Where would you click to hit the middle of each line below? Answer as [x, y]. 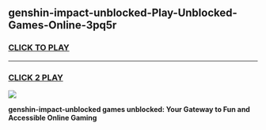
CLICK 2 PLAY [36, 77]
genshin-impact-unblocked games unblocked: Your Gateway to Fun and [129, 109]
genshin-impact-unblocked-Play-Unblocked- [123, 13]
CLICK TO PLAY [39, 48]
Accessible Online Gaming [53, 117]
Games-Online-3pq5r [63, 26]
